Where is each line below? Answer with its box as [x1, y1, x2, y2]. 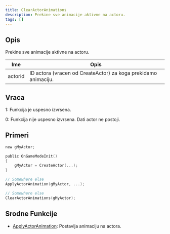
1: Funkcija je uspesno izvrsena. [5, 107, 71, 112]
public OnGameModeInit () [5, 153, 58, 159]
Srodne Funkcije [5, 210, 58, 218]
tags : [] [5, 17, 24, 22]
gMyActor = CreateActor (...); [14, 163, 78, 168]
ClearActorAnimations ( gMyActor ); [5, 196, 76, 201]
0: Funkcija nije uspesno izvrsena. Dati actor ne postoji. [5, 116, 120, 122]
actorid [8, 73, 25, 80]
